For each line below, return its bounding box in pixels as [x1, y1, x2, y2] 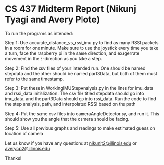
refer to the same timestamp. [5, 76, 64, 82]
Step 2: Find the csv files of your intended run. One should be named [5, 65, 146, 71]
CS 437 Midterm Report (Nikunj [5, 3, 137, 15]
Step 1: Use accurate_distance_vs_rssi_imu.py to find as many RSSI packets [5, 40, 159, 45]
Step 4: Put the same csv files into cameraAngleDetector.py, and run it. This [5, 110, 160, 117]
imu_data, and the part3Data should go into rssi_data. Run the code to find [5, 95, 157, 102]
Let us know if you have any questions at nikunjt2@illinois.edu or [5, 140, 137, 146]
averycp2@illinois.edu [5, 145, 50, 151]
